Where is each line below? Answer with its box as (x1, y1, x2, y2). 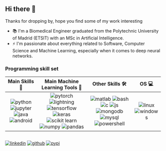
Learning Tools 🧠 (41, 84, 83, 91)
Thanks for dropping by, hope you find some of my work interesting (5, 18, 143, 24)
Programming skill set (5, 65, 59, 72)
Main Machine (44, 78, 79, 85)
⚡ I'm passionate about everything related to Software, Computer (12, 40, 145, 46)
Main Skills (7, 78, 35, 85)
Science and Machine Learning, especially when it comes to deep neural (12, 47, 161, 53)
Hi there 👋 (5, 5, 36, 13)
